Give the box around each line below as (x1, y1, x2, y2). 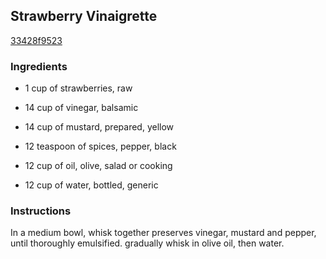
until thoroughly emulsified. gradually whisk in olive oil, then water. (10, 237, 285, 249)
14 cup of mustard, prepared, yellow (24, 121, 175, 133)
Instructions (10, 204, 72, 218)
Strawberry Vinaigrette (10, 8, 158, 25)
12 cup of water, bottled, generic (24, 179, 159, 191)
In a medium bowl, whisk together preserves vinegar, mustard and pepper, (10, 227, 317, 239)
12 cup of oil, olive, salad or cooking (24, 160, 173, 172)
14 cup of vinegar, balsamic (24, 102, 139, 114)
